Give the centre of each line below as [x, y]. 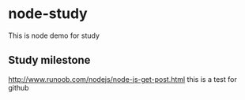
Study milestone [49, 60]
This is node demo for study [54, 35]
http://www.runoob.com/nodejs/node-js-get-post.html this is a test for [122, 79]
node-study [48, 14]
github [19, 87]
